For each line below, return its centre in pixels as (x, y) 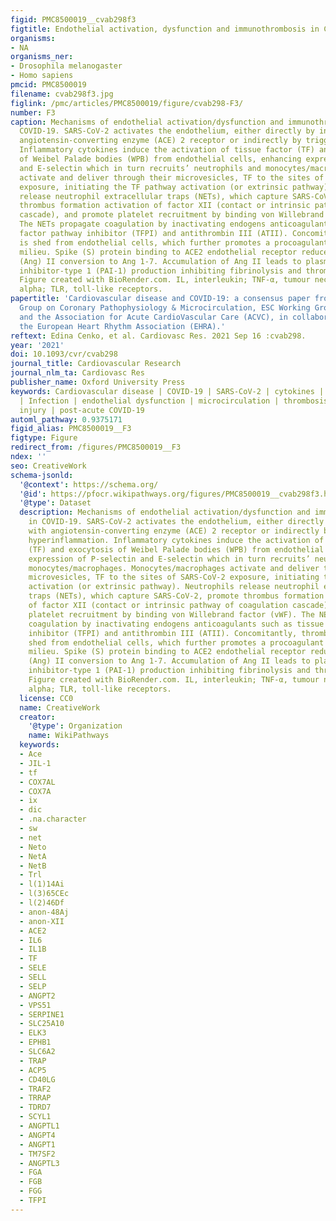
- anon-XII (42, 921)
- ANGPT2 (37, 996)
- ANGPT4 (37, 1135)
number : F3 (33, 112)
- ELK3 (33, 1033)
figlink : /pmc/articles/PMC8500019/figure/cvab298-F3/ (127, 103)
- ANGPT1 (37, 1144)
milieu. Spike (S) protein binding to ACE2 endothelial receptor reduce (174, 252)
